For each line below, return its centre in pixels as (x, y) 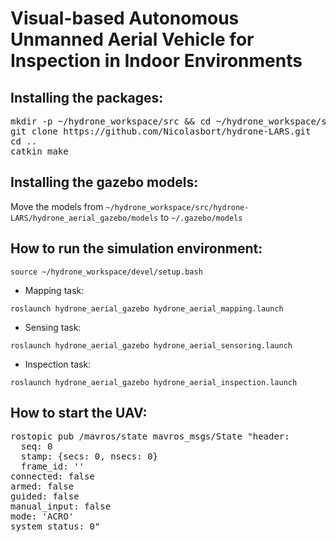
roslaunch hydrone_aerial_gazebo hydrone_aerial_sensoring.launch (151, 345)
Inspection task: (58, 364)
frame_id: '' (52, 466)
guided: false (45, 496)
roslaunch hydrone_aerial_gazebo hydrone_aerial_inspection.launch (154, 382)
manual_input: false (61, 506)
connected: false (52, 476)
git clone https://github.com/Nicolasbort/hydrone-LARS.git (161, 131)
